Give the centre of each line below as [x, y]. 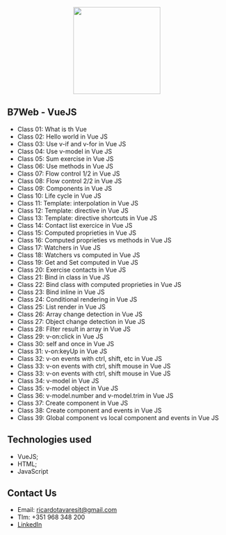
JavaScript [33, 471]
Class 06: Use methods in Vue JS [65, 166]
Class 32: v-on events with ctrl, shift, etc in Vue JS [89, 358]
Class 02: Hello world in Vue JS [62, 137]
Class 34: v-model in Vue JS [58, 380]
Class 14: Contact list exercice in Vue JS [75, 225]
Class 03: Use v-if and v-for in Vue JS [72, 144]
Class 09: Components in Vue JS [65, 188]
